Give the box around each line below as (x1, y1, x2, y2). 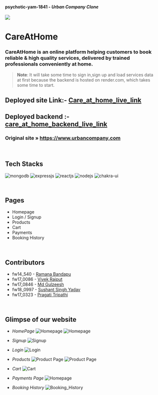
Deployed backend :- (5, 113, 70, 121)
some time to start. (16, 82, 55, 88)
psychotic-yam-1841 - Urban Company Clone (5, 4, 99, 10)
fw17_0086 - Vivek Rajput (12, 277, 63, 282)
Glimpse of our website (5, 315, 77, 324)
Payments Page (12, 375, 44, 381)
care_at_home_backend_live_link (5, 120, 108, 129)
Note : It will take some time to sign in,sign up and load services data (16, 72, 154, 78)
